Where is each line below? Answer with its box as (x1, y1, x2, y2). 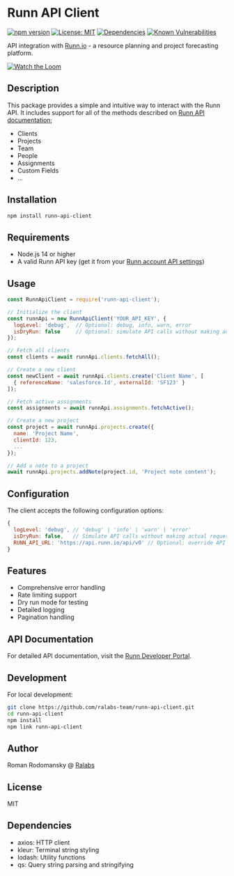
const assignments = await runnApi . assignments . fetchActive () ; (7, 405, 195, 412)
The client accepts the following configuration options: (7, 506, 164, 515)
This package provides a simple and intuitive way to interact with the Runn (7, 101, 221, 109)
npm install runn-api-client (7, 212, 92, 219)
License (7, 781, 42, 793)
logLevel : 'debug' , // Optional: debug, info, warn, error (13, 322, 192, 329)
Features (7, 565, 47, 577)
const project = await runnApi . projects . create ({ (7, 423, 155, 431)
